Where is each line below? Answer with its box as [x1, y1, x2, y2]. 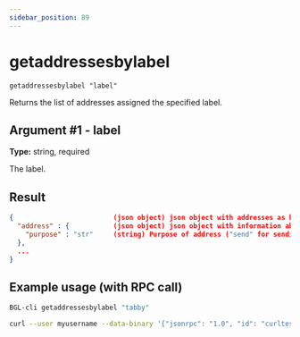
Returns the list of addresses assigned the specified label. [9, 97, 223, 107]
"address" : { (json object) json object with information [17, 222, 281, 231]
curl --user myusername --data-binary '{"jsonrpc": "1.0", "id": [9, 319, 257, 329]
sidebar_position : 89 [9, 13, 90, 22]
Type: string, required [9, 147, 90, 157]
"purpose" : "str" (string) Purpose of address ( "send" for [25, 230, 270, 239]
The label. [9, 164, 46, 174]
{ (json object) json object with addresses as [9, 214, 286, 223]
